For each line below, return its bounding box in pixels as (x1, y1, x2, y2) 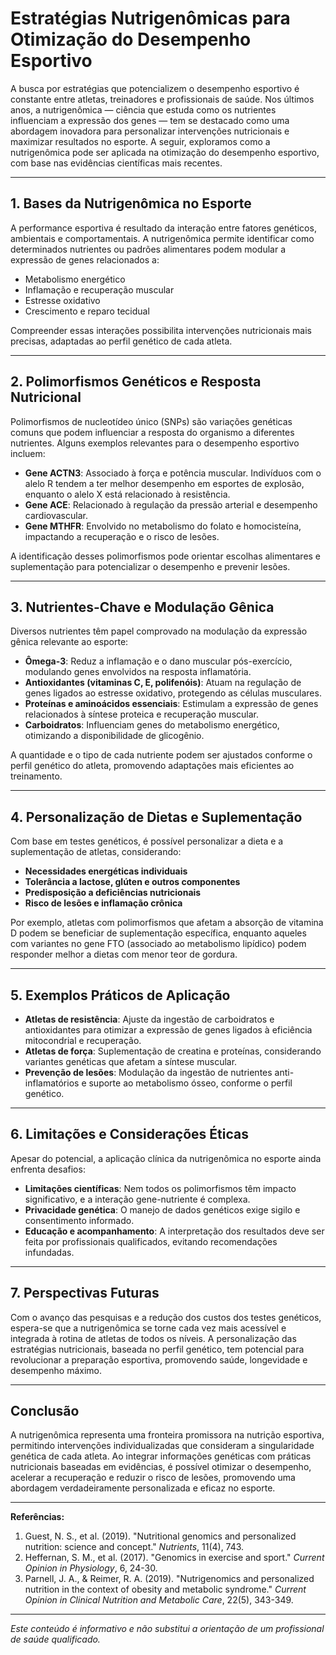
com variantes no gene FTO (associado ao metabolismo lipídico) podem (10, 938, 307, 950)
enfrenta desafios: (10, 1163, 86, 1175)
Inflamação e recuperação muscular (24, 283, 175, 296)
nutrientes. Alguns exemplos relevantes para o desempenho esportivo (10, 437, 300, 449)
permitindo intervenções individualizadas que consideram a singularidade (10, 1440, 315, 1452)
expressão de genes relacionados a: (10, 253, 160, 266)
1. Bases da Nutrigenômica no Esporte (10, 195, 252, 212)
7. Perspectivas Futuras (10, 1285, 160, 1302)
